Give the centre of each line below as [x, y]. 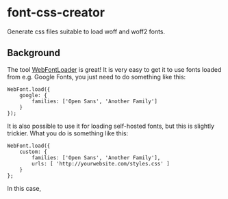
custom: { [34, 152]
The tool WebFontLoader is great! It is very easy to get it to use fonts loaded [114, 69]
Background [34, 53]
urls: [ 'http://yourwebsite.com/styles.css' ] [101, 163]
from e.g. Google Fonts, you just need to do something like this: [97, 77]
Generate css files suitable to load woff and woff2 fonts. [86, 31]
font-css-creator [56, 13]
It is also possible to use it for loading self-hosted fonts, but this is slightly [111, 126]
